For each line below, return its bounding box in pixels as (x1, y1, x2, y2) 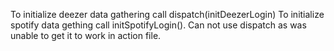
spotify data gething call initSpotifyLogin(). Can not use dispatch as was (10, 19, 307, 31)
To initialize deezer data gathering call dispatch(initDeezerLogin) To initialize (10, 9, 325, 20)
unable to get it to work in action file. (10, 30, 162, 41)
